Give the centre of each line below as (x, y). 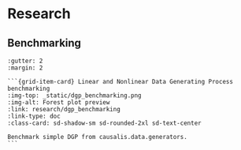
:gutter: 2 (25, 61)
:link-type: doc (34, 116)
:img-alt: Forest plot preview (59, 103)
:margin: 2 (25, 68)
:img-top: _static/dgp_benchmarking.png (75, 96)
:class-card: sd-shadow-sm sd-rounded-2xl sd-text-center (104, 123)
